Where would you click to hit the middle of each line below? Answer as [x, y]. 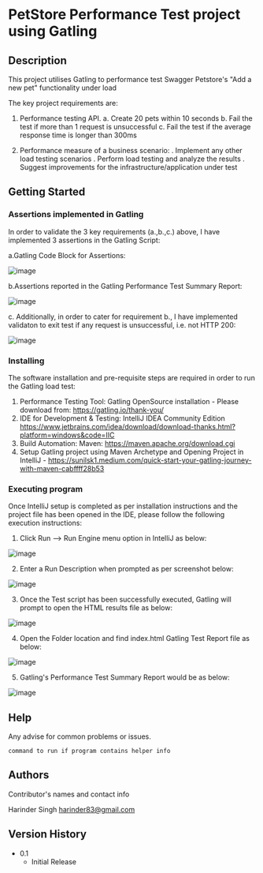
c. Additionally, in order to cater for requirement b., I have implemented [123, 317]
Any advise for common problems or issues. [80, 736]
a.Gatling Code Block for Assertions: [67, 255]
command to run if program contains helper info [89, 751]
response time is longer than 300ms [78, 135]
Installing [26, 361]
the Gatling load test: [42, 386]
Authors [29, 775]
